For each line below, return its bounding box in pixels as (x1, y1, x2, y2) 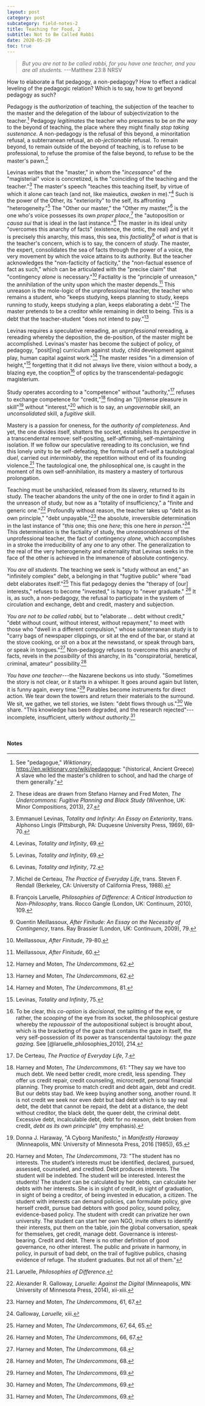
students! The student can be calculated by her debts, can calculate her (15, 1178, 196, 1186)
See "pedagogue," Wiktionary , (15, 759, 92, 767)
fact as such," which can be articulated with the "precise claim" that (7, 266, 177, 273)
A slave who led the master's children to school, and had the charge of (15, 772, 193, 779)
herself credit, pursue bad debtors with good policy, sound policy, (15, 1204, 181, 1212)
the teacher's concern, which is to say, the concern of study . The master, (7, 239, 191, 247)
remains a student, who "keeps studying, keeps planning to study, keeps (7, 294, 189, 301)
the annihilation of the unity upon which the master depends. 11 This (7, 279, 175, 288)
